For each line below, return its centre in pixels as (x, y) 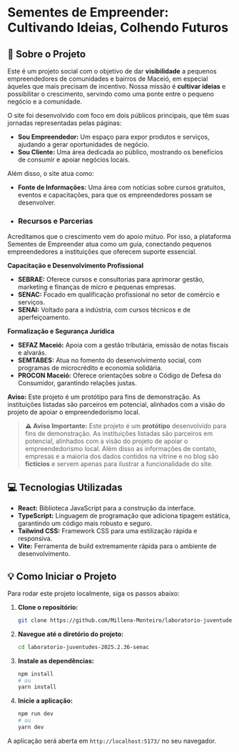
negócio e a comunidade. (45, 102)
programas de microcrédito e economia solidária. (90, 368)
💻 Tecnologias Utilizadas (65, 487)
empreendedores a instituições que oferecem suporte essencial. (102, 252)
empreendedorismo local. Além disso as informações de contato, (121, 449)
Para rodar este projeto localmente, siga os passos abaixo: (93, 593)
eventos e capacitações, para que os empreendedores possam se (115, 195)
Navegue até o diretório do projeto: (70, 634)
